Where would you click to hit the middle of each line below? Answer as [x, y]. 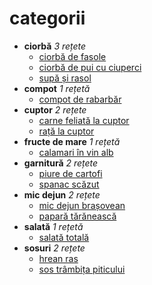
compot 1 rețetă [57, 88]
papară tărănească [77, 216]
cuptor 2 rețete [55, 109]
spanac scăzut [69, 184]
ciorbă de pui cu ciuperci [90, 67]
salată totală [64, 237]
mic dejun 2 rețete [62, 194]
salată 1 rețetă [53, 226]
